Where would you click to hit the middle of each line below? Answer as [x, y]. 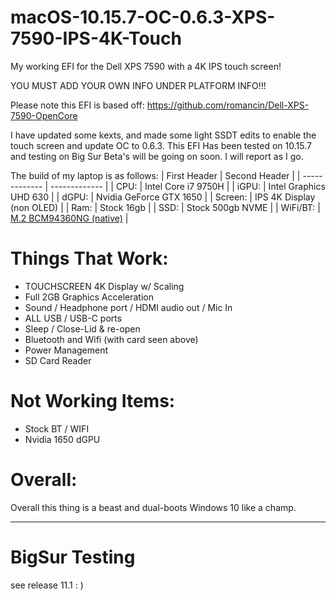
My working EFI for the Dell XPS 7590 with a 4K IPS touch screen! [146, 66]
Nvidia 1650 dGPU [62, 439]
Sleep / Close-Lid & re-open [82, 328]
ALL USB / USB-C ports [73, 318]
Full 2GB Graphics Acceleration [89, 297]
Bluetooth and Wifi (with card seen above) [111, 339]
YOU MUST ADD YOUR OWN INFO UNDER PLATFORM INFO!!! [138, 85]
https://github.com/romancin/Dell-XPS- [228, 105]
